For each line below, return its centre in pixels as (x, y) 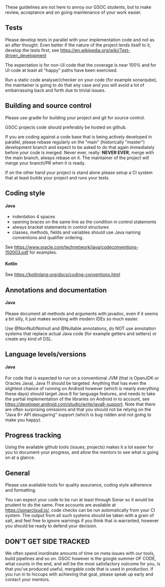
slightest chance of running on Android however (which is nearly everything (82, 388)
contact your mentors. (28, 580)
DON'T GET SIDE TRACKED (48, 541)
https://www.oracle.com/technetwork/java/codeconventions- (76, 247)
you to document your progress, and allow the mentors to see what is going (82, 452)
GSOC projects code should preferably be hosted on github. (66, 127)
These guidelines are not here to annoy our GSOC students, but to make (78, 7)
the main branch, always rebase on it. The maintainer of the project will (77, 158)
